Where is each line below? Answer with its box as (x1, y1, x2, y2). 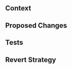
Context (5, 4, 31, 13)
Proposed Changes (5, 21, 67, 30)
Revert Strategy (5, 55, 56, 64)
